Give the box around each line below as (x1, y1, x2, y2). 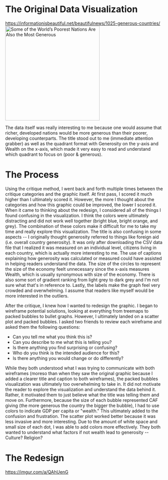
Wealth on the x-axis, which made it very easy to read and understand (5, 146, 151, 152)
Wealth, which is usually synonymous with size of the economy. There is (5, 271, 155, 277)
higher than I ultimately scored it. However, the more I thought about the (5, 196, 154, 202)
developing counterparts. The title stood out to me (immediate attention (5, 135, 153, 141)
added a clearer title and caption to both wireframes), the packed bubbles (5, 376, 158, 382)
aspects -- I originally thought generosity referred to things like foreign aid (5, 233, 159, 240)
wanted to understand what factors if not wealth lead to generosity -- (5, 429, 149, 435)
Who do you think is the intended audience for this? (12, 349, 120, 356)
